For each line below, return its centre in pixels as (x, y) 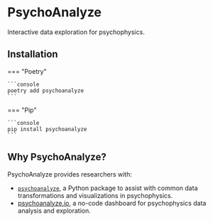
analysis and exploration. (54, 211)
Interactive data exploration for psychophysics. (76, 32)
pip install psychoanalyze (47, 129)
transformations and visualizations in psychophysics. (95, 195)
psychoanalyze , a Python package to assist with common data (108, 188)
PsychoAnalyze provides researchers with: (70, 174)
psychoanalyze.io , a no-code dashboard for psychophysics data (112, 203)
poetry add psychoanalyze (45, 90)
